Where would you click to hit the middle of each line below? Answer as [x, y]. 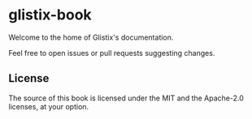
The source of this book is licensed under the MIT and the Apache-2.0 [126, 98]
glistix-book [50, 15]
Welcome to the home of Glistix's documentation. [91, 37]
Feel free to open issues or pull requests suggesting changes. [112, 53]
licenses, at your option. [49, 106]
